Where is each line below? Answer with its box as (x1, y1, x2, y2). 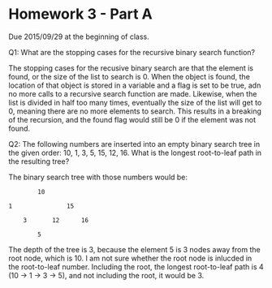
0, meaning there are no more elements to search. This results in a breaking (8, 106, 262, 116)
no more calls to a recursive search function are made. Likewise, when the (8, 88, 257, 98)
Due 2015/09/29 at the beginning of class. (8, 32, 149, 41)
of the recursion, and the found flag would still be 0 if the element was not (8, 114, 257, 124)
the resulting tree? (8, 156, 70, 166)
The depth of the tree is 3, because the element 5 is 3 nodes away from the (8, 244, 261, 254)
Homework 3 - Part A (8, 5, 153, 24)
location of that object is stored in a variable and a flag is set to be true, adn (8, 80, 261, 90)
